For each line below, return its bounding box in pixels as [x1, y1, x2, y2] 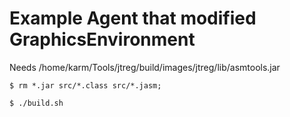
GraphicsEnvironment [9, 28, 196, 51]
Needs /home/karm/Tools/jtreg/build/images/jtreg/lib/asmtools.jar [9, 61, 281, 73]
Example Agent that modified [9, 7, 257, 30]
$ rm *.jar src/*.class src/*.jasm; [9, 80, 162, 91]
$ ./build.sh [9, 98, 64, 108]
